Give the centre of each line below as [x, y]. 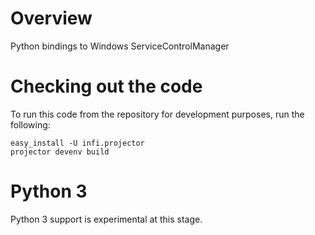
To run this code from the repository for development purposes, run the [157, 114]
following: [30, 124]
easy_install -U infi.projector [77, 143]
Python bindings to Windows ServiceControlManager [120, 46]
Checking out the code [106, 86]
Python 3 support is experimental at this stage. [106, 219]
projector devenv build [60, 152]
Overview [51, 18]
